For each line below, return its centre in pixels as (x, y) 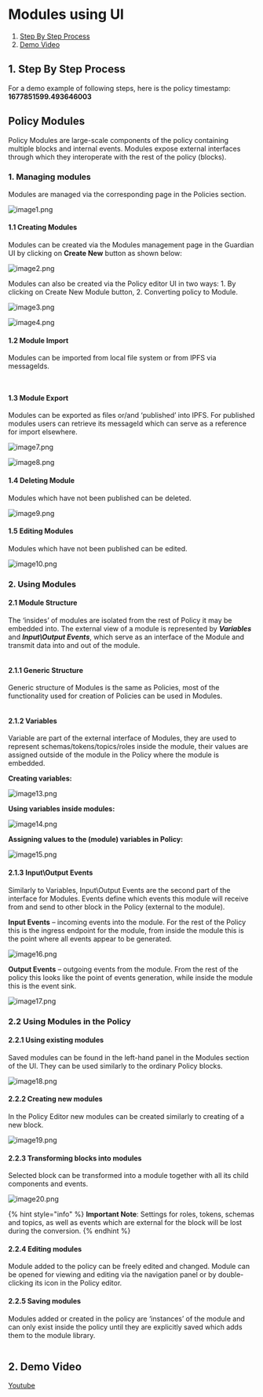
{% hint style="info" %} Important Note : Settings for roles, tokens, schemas (131, 1214)
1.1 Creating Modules (43, 227)
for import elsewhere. (43, 432)
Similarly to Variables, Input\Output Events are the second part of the (119, 890)
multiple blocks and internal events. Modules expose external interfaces (124, 148)
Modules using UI (66, 15)
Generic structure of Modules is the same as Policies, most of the (114, 688)
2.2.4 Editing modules (45, 1249)
